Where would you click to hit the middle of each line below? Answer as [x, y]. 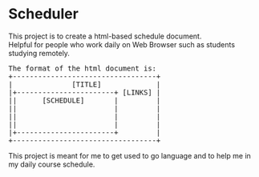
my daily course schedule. [52, 164]
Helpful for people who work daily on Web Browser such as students [121, 44]
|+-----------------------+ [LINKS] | [85, 92]
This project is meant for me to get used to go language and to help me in [129, 155]
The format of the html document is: [83, 68]
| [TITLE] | [85, 84]
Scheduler [43, 14]
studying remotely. [39, 53]
